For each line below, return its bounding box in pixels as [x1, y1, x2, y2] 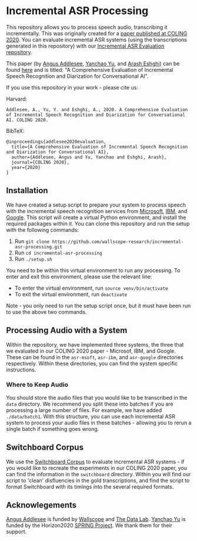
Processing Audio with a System [6, 326, 128, 336]
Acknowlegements [6, 500, 77, 510]
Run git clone [14, 237, 50, 245]
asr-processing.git [14, 244, 63, 250]
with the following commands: [6, 226, 79, 233]
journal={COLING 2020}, [11, 159, 69, 165]
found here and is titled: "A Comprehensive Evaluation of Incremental [6, 66, 173, 73]
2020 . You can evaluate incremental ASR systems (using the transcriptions [6, 36, 187, 43]
